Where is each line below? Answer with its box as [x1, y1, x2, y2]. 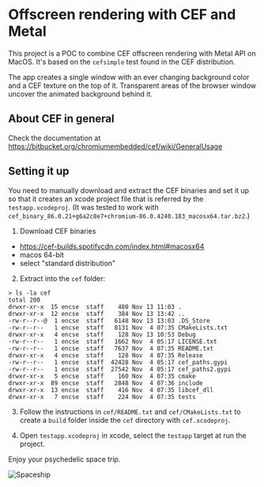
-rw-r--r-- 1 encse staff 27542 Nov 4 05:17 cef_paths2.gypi [8, 365, 232, 373]
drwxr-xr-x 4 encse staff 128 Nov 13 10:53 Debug [8, 330, 196, 338]
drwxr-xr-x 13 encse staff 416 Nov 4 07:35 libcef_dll [8, 386, 214, 394]
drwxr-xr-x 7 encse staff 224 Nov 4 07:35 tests [8, 393, 196, 401]
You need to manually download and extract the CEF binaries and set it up [8, 185, 250, 195]
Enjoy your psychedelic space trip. [8, 454, 121, 464]
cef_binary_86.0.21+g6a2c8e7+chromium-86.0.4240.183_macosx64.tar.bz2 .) [8, 211, 251, 220]
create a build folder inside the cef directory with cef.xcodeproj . [19, 415, 231, 424]
